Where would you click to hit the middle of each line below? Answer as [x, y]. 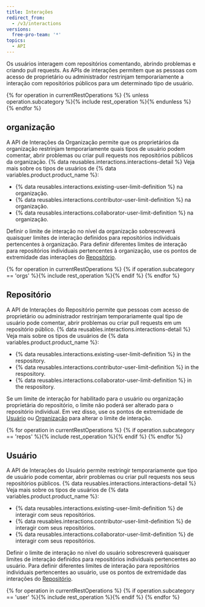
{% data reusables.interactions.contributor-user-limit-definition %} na [103, 199]
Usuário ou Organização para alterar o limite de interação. [80, 418]
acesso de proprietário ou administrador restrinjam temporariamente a [95, 77]
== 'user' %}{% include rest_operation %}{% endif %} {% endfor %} [93, 597]
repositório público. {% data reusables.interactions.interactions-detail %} [99, 329]
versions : [19, 29]
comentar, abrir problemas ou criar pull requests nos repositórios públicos [100, 155]
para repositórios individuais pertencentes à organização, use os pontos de [102, 250]
